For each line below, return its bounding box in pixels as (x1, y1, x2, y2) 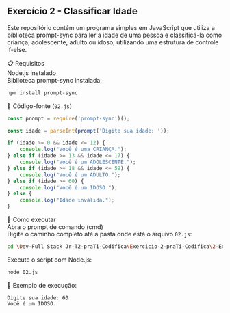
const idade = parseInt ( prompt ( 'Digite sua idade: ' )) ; (7, 127, 170, 134)
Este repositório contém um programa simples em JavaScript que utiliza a (7, 23, 216, 31)
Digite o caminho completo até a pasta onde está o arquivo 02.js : (7, 230, 192, 239)
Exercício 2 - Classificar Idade (7, 5, 138, 17)
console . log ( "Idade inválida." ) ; (19, 197, 115, 204)
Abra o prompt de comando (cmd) (7, 223, 104, 231)
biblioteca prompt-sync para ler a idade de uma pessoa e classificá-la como (7, 31, 222, 39)
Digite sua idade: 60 (7, 294, 69, 301)
